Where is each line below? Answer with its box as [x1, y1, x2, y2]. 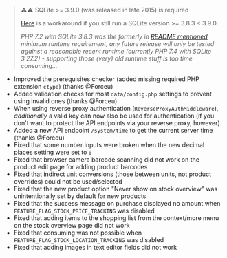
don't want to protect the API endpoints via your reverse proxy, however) [13, 119, 220, 127]
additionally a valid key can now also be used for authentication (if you [13, 111, 215, 120]
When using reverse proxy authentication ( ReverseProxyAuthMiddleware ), [13, 105, 219, 112]
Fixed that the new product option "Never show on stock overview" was [13, 185, 218, 193]
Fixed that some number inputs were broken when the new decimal [13, 141, 205, 149]
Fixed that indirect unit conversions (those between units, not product [13, 170, 212, 178]
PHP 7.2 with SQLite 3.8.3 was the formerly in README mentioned [20, 32, 208, 41]
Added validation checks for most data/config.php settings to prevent [13, 89, 212, 98]
